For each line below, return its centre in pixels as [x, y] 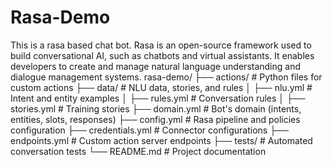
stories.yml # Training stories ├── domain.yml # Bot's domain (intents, [156, 108]
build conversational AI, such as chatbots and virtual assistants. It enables [162, 55]
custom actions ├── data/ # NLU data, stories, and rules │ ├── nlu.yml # [161, 87]
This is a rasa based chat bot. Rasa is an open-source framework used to [161, 45]
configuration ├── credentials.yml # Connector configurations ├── [149, 130]
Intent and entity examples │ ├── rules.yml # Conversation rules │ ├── [158, 98]
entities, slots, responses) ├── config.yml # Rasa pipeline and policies [155, 119]
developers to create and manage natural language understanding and [156, 66]
